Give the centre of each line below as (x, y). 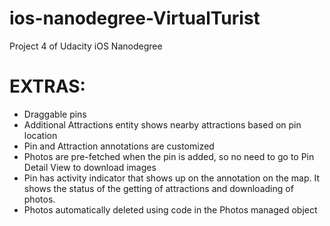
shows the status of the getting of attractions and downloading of (158, 188)
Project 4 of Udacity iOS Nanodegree (86, 46)
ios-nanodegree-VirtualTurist (135, 18)
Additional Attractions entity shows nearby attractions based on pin (162, 124)
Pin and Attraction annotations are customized (119, 146)
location (40, 135)
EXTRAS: (47, 86)
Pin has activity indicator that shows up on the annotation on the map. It (172, 178)
